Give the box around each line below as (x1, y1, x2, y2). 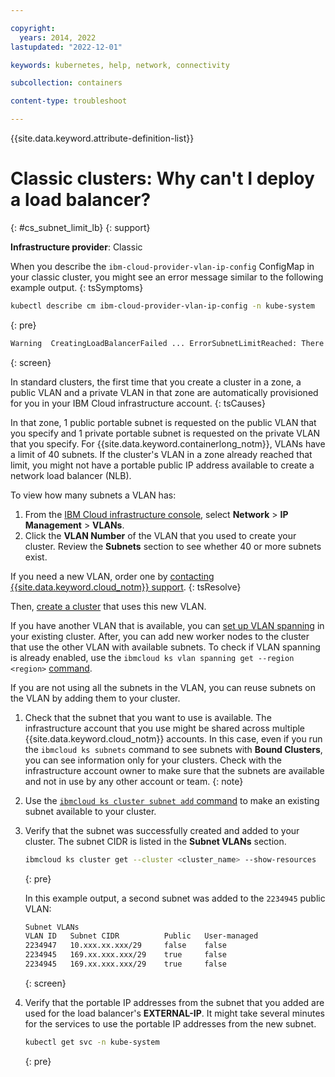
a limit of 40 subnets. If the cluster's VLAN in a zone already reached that (10, 448, 313, 460)
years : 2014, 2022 (19, 32, 97, 43)
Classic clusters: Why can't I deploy (10, 167, 315, 190)
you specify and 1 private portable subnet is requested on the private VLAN (10, 427, 321, 439)
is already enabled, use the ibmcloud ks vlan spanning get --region (10, 651, 295, 663)
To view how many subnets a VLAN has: (10, 489, 177, 501)
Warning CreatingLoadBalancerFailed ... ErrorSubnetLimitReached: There (10, 338, 325, 348)
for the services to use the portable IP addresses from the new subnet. (24, 1017, 317, 1030)
